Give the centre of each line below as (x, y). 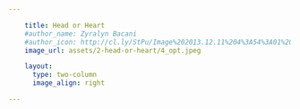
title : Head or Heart (64, 25)
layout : (39, 67)
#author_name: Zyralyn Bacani (81, 34)
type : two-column (64, 75)
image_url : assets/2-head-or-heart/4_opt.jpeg (113, 50)
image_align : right (68, 83)
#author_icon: (51, 42)
